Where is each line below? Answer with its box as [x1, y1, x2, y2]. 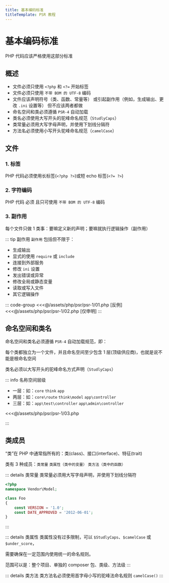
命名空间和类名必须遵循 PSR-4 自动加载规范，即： [5, 339, 107, 345]
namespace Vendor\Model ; [5, 487, 57, 492]
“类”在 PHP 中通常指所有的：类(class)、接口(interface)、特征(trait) [5, 450, 142, 457]
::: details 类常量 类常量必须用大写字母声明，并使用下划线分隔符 [5, 472, 137, 478]
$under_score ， [5, 541, 37, 547]
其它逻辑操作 [12, 291, 39, 297]
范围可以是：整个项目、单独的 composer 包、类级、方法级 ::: [5, 562, 131, 568]
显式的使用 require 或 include [12, 253, 74, 259]
